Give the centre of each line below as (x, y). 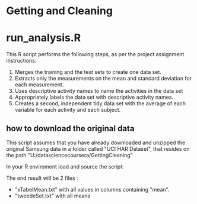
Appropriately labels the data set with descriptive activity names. (94, 97)
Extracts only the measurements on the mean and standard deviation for (103, 79)
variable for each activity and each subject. (68, 110)
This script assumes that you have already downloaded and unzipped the (96, 143)
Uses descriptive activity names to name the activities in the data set (99, 91)
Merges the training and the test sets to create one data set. (88, 72)
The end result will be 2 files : (42, 178)
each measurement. (39, 85)
